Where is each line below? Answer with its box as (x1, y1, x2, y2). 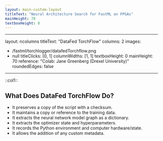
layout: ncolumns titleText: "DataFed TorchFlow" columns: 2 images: (5, 38, 142, 44)
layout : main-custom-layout (5, 7, 62, 12)
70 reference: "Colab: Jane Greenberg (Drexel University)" (12, 58, 130, 64)
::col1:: (5, 77, 18, 83)
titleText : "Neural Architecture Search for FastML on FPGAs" (5, 12, 133, 17)
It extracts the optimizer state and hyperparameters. (12, 120, 116, 126)
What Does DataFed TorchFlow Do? (5, 91, 114, 100)
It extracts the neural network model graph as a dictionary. (12, 115, 130, 121)
